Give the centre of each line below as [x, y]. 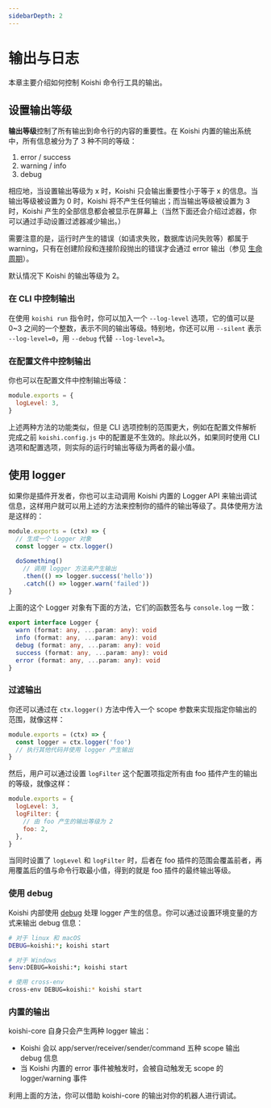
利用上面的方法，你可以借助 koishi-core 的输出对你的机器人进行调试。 [125, 1096]
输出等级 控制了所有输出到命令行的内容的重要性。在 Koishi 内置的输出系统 [130, 131]
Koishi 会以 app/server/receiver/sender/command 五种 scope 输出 [130, 1048]
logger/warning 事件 [54, 1078]
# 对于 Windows [33, 960]
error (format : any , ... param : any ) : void [88, 660]
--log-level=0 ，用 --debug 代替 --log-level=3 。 [89, 338]
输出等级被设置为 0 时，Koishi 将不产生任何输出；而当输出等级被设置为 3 [129, 201]
